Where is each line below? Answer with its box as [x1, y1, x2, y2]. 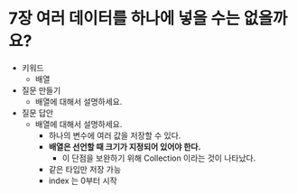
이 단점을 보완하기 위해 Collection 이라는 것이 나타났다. [61, 152, 256, 163]
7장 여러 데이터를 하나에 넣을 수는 [8, 8, 241, 29]
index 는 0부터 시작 [48, 175, 118, 186]
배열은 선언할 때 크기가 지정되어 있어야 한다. [48, 141, 201, 152]
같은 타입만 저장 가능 [48, 163, 122, 174]
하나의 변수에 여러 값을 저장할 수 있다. [48, 130, 181, 141]
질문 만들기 [21, 85, 61, 96]
